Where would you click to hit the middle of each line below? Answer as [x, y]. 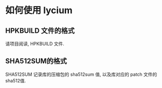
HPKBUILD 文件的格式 [40, 31]
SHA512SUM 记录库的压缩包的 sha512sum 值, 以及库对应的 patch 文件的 [81, 74]
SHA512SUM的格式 [36, 61]
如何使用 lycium [39, 10]
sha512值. [16, 80]
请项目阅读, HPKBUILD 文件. [35, 44]
